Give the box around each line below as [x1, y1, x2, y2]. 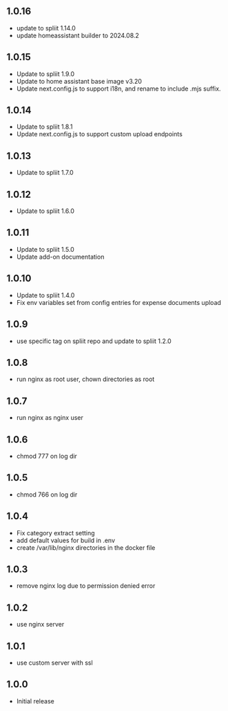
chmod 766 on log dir [16, 490, 78, 499]
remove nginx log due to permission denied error [16, 582, 156, 590]
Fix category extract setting [16, 528, 95, 537]
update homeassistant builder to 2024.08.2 [16, 31, 139, 39]
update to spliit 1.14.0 [16, 24, 76, 32]
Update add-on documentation [16, 252, 105, 261]
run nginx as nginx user [16, 414, 84, 422]
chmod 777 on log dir [16, 452, 77, 460]
